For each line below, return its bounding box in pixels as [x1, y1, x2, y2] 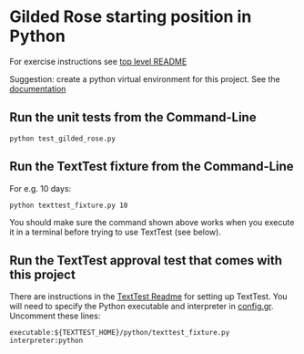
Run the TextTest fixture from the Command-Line [9, 159, 294, 174]
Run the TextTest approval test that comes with [9, 253, 282, 268]
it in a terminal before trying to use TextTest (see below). [9, 226, 221, 237]
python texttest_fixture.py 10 [9, 201, 128, 210]
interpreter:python [9, 336, 84, 346]
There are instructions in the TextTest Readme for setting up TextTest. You [9, 291, 289, 302]
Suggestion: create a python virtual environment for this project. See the [9, 73, 280, 84]
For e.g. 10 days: [9, 182, 72, 193]
